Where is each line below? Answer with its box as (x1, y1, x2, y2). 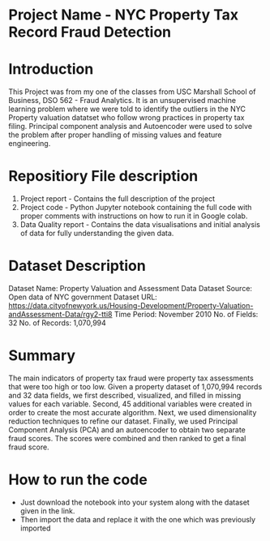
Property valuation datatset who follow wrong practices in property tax (8, 113, 245, 122)
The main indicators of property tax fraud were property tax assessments (8, 373, 254, 383)
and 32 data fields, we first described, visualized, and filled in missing (8, 390, 242, 400)
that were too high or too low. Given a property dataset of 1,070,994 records (8, 381, 263, 391)
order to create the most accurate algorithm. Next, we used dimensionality (8, 407, 257, 417)
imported (19, 523, 51, 533)
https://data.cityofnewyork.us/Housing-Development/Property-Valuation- (8, 301, 254, 310)
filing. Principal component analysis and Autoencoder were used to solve (8, 122, 253, 131)
